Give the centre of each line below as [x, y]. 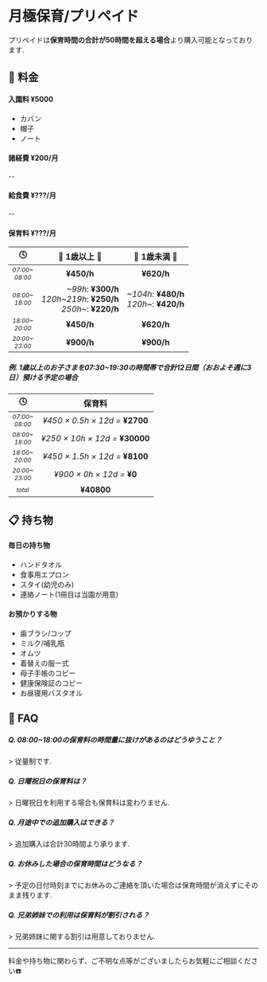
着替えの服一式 [44, 663]
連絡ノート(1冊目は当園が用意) [69, 594]
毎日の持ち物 [29, 546]
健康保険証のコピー [51, 683]
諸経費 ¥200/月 [33, 158]
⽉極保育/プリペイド [74, 16]
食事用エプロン [44, 574]
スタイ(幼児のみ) [47, 584]
